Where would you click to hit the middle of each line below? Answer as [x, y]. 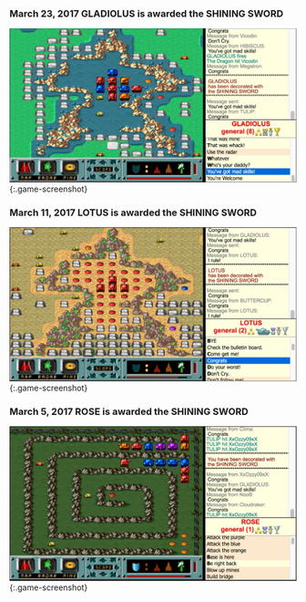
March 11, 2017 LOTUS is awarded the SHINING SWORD [133, 213]
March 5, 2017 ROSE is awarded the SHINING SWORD [129, 411]
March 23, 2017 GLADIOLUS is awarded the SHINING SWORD [147, 14]
